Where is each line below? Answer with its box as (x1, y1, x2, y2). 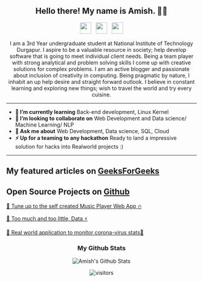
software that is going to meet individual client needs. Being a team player (9, 52, 194, 60)
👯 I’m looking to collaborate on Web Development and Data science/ (14, 114, 187, 122)
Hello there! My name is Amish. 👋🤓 (35, 6, 168, 16)
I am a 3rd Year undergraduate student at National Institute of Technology (10, 40, 193, 47)
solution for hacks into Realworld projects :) (14, 143, 124, 150)
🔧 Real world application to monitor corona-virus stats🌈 (6, 229, 144, 236)
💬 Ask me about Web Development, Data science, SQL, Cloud (14, 127, 169, 134)
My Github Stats (77, 243, 126, 252)
